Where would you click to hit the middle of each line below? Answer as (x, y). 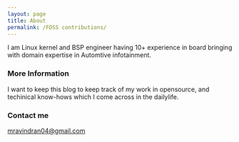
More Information (38, 73)
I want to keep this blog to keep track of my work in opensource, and (108, 89)
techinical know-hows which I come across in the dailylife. (93, 96)
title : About (27, 21)
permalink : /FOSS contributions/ (57, 27)
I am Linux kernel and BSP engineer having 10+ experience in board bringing (120, 48)
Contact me (28, 115)
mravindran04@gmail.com (46, 131)
